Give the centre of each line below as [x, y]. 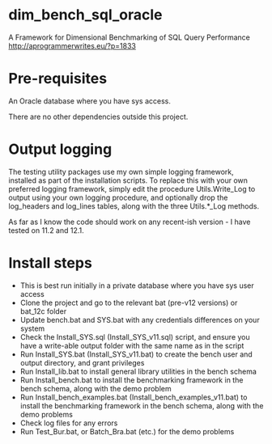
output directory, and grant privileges [82, 362]
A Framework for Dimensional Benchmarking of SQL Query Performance [130, 37]
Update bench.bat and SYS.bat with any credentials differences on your [140, 319]
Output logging [60, 149]
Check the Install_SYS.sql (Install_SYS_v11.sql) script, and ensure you [135, 336]
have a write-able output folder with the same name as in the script [132, 345]
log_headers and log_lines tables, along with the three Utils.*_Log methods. [134, 206]
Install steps [51, 263]
